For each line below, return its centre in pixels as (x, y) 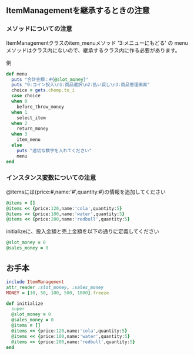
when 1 (19, 112)
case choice (26, 96)
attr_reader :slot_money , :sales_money (55, 287)
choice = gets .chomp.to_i (43, 90)
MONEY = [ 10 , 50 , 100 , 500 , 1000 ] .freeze (58, 293)
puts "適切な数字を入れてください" (54, 150)
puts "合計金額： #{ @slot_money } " (50, 79)
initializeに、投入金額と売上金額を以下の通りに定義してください (83, 231)
